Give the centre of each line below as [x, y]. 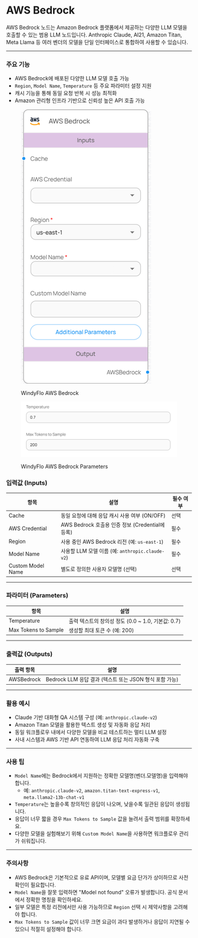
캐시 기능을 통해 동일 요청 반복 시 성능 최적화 [66, 93]
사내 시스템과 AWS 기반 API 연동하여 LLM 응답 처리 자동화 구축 [87, 740]
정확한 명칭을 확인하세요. [54, 899]
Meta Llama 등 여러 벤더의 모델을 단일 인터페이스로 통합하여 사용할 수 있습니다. [97, 42]
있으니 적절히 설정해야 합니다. [49, 929]
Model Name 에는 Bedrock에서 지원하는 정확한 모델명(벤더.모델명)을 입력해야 [101, 776]
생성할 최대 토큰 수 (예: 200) [101, 630]
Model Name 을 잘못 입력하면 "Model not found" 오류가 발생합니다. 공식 [96, 892]
